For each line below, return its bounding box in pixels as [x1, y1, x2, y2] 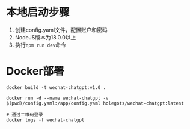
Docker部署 [6, 64, 64, 78]
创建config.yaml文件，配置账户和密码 [14, 26, 108, 33]
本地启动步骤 [6, 5, 70, 19]
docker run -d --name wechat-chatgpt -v [6, 95, 109, 101]
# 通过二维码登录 [6, 112, 43, 118]
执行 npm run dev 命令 [14, 41, 66, 48]
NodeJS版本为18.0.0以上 [14, 33, 76, 41]
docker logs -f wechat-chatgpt [6, 117, 85, 123]
